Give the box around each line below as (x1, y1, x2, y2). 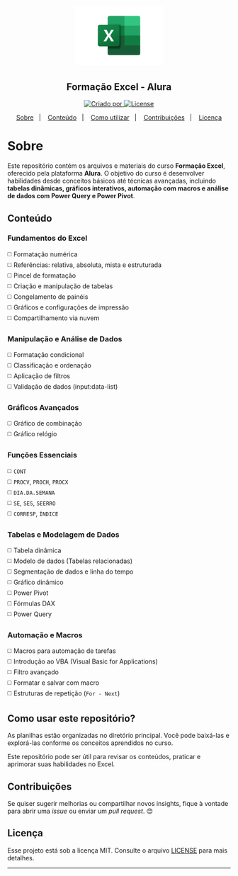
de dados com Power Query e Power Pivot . (7, 192, 135, 200)
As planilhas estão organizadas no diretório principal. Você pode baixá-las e (7, 732, 230, 740)
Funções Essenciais (7, 450, 78, 460)
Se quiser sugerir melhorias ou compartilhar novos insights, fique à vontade (7, 799, 229, 807)
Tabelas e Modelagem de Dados (7, 530, 120, 540)
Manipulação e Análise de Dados (7, 334, 123, 343)
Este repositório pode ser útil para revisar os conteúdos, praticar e (7, 753, 201, 761)
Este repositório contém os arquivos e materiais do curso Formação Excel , (7, 161, 225, 170)
